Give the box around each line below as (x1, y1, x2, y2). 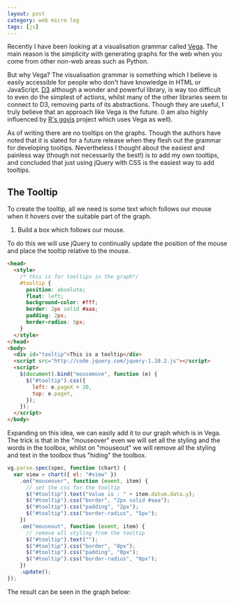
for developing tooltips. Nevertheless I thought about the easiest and (7, 144, 205, 152)
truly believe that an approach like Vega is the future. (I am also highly (7, 108, 208, 116)
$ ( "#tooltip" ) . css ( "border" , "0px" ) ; (25, 542, 136, 549)
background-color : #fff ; (25, 299, 98, 306)
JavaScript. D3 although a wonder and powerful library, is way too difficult (7, 85, 221, 94)
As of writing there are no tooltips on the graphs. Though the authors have (7, 129, 221, 137)
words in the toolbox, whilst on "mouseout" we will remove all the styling (7, 444, 217, 452)
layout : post (7, 10, 45, 17)
